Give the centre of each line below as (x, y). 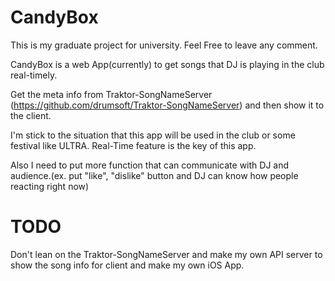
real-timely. (34, 75)
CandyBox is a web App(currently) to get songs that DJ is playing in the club (167, 64)
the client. (31, 115)
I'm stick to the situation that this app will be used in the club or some (153, 135)
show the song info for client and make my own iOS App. (127, 265)
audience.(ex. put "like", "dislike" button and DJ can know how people (154, 175)
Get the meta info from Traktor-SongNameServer (111, 94)
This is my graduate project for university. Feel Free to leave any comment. (164, 45)
